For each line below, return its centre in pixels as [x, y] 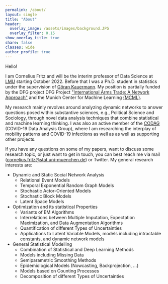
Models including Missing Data [52, 255]
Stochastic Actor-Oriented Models [56, 191]
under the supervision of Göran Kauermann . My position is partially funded [83, 86]
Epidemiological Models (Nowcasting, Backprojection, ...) [79, 265]
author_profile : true [28, 52]
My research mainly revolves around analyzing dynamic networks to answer [84, 107]
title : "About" [21, 19]
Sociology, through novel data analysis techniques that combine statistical [82, 118]
